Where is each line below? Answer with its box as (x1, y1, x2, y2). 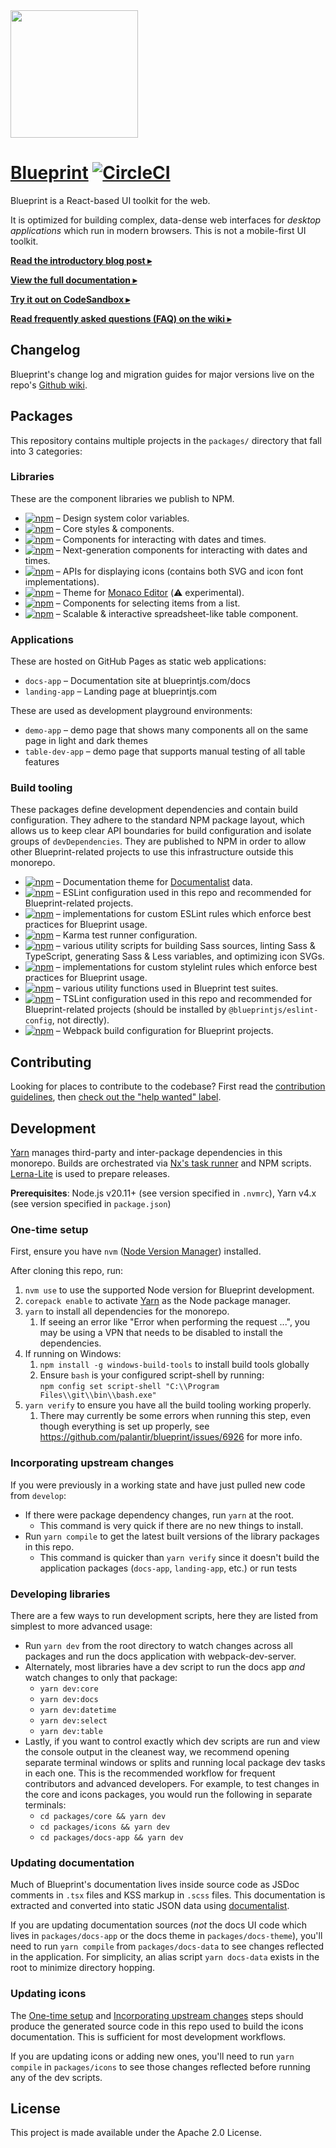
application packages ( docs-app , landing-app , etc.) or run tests (39, 1562, 298, 1574)
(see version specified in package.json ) (10, 1198, 172, 1210)
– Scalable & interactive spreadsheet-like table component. (55, 607, 299, 619)
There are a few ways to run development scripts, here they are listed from (10, 1609, 318, 1621)
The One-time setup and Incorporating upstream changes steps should (10, 2009, 304, 2021)
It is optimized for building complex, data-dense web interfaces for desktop (10, 214, 322, 226)
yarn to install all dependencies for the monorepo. (24, 1305, 230, 1318)
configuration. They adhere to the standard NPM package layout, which (10, 814, 305, 826)
